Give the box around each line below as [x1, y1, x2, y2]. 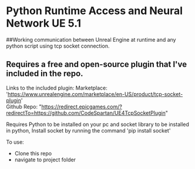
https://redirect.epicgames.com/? [41, 103, 122, 110]
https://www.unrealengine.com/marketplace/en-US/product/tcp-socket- [8, 90, 183, 98]
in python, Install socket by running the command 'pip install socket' [6, 127, 171, 134]
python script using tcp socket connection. [6, 42, 110, 49]
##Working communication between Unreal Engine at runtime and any [6, 36, 176, 43]
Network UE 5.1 [6, 16, 81, 30]
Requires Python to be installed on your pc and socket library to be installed [6, 121, 190, 128]
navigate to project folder [14, 156, 76, 163]
